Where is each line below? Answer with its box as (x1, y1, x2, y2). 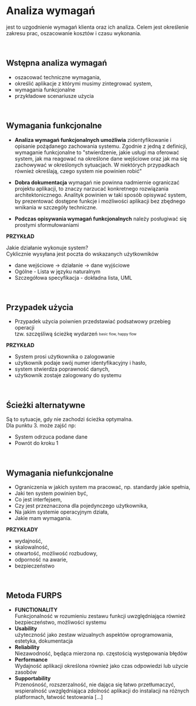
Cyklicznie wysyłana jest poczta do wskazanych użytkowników (6, 250, 159, 257)
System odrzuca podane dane (14, 433, 88, 440)
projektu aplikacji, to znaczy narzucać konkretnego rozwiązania (14, 185, 169, 192)
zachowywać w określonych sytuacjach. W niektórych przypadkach (14, 161, 180, 168)
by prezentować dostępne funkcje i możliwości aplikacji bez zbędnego (14, 198, 186, 205)
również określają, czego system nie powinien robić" (14, 167, 142, 174)
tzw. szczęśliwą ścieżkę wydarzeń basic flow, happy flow (14, 330, 137, 338)
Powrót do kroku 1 (14, 440, 59, 447)
